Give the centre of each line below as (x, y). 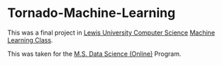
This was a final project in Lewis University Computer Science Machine (111, 32)
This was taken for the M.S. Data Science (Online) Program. (94, 54)
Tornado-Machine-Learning (91, 13)
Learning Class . (30, 40)
